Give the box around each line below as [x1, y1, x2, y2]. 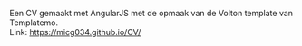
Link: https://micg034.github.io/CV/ [9, 27, 141, 37]
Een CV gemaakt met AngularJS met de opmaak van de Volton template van [9, 8, 293, 18]
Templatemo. [9, 17, 59, 28]
